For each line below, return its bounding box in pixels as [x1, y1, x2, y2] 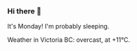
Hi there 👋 [7, 6, 42, 16]
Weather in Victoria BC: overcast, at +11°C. [7, 36, 131, 44]
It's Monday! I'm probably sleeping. [7, 22, 110, 31]
